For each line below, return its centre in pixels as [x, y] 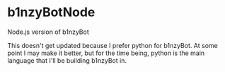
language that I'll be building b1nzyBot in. [67, 60]
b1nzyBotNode [51, 12]
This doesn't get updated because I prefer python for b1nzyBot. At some [112, 45]
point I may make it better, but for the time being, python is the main [106, 53]
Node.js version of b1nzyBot [48, 32]
